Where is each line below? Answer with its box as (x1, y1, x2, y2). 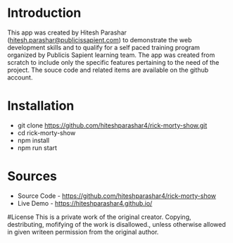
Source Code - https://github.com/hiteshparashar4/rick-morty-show (17, 192, 217, 200)
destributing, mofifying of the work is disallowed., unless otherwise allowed (7, 220, 227, 228)
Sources (7, 168, 58, 185)
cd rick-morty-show (17, 128, 76, 137)
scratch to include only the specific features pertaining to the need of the (7, 58, 220, 66)
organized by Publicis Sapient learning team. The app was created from (7, 51, 215, 59)
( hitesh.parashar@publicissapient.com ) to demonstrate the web (7, 35, 192, 44)
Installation (7, 98, 75, 114)
